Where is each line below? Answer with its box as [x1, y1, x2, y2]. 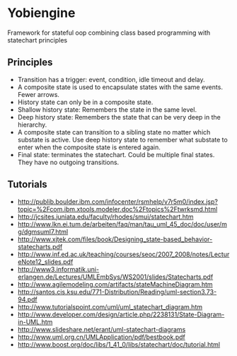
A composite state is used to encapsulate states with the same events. [17, 83, 223, 91]
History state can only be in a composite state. [17, 98, 154, 106]
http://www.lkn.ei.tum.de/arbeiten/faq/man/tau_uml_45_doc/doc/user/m [17, 219, 228, 228]
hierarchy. [17, 120, 47, 129]
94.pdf [17, 295, 37, 304]
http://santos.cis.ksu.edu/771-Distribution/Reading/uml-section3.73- [17, 287, 217, 296]
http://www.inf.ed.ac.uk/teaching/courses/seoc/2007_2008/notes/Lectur [17, 250, 230, 258]
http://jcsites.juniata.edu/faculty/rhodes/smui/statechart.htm [17, 212, 194, 221]
